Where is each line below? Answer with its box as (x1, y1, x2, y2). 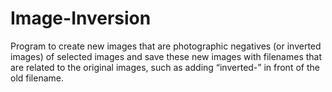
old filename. (10, 72, 65, 84)
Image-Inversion (10, 7, 152, 30)
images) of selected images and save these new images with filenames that (10, 50, 323, 62)
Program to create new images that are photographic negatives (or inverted (10, 40, 322, 52)
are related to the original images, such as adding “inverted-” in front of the (10, 61, 320, 73)
